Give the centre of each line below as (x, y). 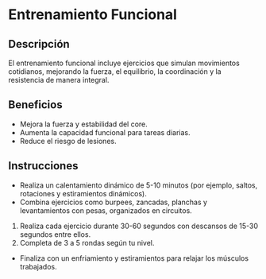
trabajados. (38, 266)
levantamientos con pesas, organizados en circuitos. (106, 210)
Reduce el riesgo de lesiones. (68, 141)
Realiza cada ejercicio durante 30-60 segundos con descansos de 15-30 (139, 226)
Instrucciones (43, 166)
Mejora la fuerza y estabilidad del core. (84, 124)
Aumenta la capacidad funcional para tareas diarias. (105, 132)
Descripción (39, 44)
